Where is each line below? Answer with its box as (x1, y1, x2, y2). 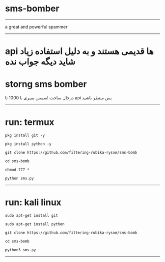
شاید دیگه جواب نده (5, 56, 76, 67)
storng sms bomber (5, 79, 87, 90)
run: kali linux (5, 197, 61, 208)
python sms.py (5, 176, 34, 181)
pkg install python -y (5, 142, 52, 146)
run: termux (5, 116, 55, 128)
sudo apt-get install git (5, 213, 58, 218)
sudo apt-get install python (5, 222, 65, 227)
